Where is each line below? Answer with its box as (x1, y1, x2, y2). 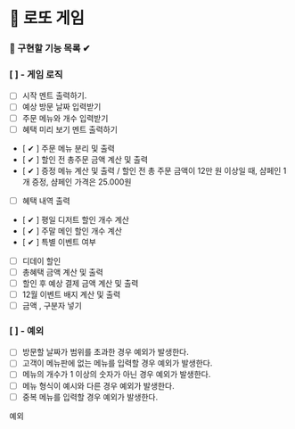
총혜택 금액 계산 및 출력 (21, 267, 104, 277)
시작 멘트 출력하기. (21, 90, 87, 101)
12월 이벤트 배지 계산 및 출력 (21, 289, 121, 300)
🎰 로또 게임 (9, 8, 85, 29)
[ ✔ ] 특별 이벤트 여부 (21, 236, 96, 247)
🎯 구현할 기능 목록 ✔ (9, 42, 91, 54)
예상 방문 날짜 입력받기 (21, 102, 102, 112)
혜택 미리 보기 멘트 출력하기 (21, 124, 119, 135)
